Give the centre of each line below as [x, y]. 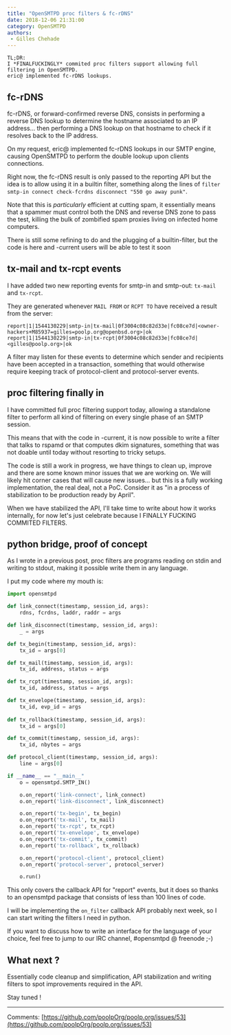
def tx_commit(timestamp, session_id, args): [73, 739]
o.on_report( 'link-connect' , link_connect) [83, 795]
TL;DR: [16, 58]
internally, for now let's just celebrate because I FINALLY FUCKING [102, 515]
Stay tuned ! [24, 997]
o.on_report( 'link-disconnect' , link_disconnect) [92, 801]
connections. [26, 163]
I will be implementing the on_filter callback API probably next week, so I [112, 911]
